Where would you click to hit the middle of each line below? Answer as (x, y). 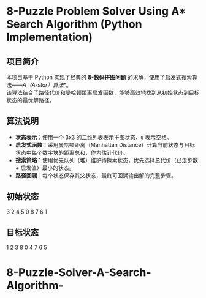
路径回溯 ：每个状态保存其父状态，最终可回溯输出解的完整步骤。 (96, 175)
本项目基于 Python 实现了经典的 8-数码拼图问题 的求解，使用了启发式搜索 (99, 77)
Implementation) (50, 37)
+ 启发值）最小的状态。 (45, 168)
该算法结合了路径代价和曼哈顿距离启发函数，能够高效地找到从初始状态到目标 (103, 92)
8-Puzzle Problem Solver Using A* (96, 11)
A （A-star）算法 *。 (47, 85)
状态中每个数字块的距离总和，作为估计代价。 (72, 152)
